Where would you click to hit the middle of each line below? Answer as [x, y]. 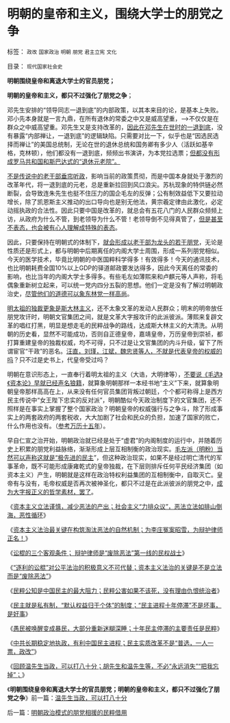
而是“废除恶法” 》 [31, 576]
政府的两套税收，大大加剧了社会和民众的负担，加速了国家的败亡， [130, 417]
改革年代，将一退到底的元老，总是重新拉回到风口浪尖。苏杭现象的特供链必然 [115, 184]
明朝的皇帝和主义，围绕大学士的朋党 [109, 14]
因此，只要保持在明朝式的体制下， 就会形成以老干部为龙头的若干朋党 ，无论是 [115, 242]
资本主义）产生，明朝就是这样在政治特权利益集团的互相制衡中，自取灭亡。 [112, 474]
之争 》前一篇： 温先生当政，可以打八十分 [70, 698]
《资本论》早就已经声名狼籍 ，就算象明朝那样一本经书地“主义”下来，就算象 [110, 382]
